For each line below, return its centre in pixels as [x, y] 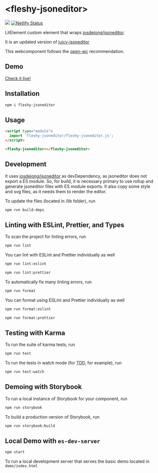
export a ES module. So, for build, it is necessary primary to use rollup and [79, 181]
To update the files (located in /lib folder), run [50, 201]
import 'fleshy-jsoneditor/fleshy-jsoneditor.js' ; [62, 136]
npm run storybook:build [30, 426]
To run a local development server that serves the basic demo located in [77, 461]
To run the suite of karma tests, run [40, 345]
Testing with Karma [35, 333]
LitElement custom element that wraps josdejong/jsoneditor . [65, 32]
